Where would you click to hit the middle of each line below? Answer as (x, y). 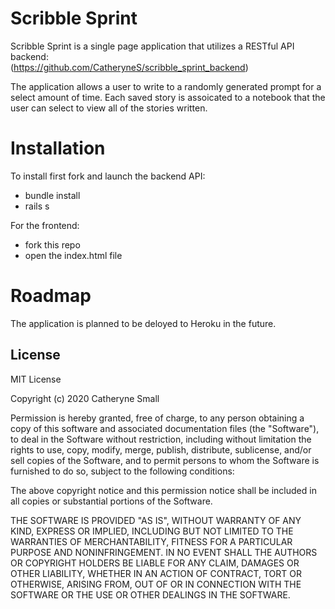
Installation (58, 148)
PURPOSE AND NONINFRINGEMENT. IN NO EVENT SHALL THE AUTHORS (164, 552)
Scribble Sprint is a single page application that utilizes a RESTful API (152, 46)
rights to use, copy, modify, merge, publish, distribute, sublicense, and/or (161, 449)
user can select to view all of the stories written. (109, 108)
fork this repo (52, 244)
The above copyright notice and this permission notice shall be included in (163, 490)
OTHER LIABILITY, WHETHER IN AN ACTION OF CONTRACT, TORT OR (156, 573)
